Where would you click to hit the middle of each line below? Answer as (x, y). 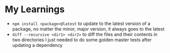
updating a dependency (37, 45)
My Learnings (35, 9)
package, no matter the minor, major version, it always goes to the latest (88, 29)
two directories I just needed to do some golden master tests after (82, 40)
